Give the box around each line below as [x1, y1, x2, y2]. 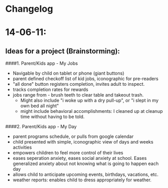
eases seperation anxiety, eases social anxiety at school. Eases [12, 155, 147, 161]
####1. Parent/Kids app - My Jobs [5, 60, 78, 66]
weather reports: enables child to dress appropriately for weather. [12, 177, 152, 183]
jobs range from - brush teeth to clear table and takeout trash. [12, 92, 144, 98]
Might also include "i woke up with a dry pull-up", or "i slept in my [20, 98, 159, 104]
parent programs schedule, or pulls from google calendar [12, 133, 134, 139]
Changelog [5, 3, 53, 15]
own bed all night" [20, 103, 59, 109]
